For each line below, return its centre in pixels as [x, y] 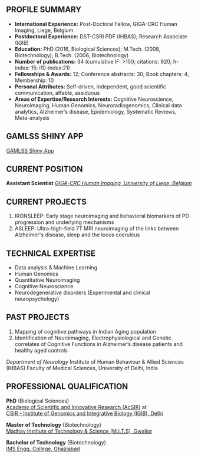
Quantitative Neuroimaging [47, 280]
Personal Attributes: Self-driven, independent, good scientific [90, 86]
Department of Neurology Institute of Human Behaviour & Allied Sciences [95, 361]
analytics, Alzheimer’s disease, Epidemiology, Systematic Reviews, [95, 111]
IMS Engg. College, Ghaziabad [43, 449]
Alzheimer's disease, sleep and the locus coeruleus [77, 235]
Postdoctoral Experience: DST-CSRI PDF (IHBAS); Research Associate [101, 36]
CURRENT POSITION [44, 169]
